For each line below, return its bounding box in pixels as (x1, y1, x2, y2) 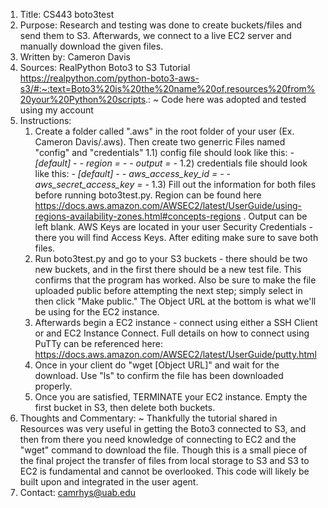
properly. (34, 380, 73, 392)
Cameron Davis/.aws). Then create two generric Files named (34, 136, 286, 148)
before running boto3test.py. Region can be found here (34, 189, 262, 201)
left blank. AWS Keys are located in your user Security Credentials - (34, 221, 313, 233)
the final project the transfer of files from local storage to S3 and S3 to (19, 455, 310, 466)
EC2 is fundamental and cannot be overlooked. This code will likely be (19, 465, 310, 477)
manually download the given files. (19, 40, 164, 52)
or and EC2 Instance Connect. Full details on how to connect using (34, 327, 310, 339)
